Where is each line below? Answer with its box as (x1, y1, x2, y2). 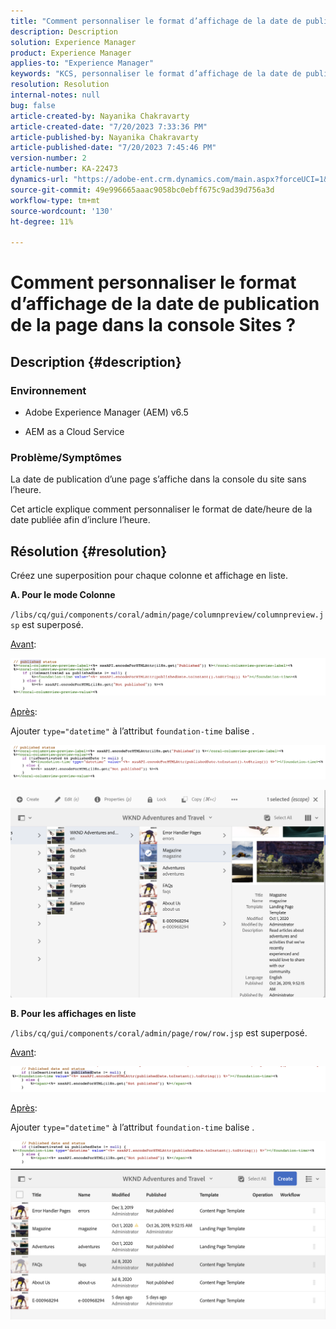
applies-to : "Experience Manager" (10, 58, 155, 69)
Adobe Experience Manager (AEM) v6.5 (24, 406, 189, 418)
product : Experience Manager (10, 48, 132, 58)
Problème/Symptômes (10, 450, 122, 464)
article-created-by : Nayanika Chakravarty (10, 111, 190, 121)
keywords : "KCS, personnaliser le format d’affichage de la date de (10, 69, 302, 79)
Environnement (10, 383, 87, 397)
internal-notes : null (10, 90, 101, 100)
